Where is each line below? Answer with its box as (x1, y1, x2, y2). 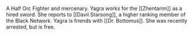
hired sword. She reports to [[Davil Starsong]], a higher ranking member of (6, 11, 186, 18)
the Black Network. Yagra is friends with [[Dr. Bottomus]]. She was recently (6, 17, 188, 24)
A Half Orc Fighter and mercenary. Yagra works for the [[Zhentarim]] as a (6, 5, 182, 12)
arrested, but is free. (6, 23, 56, 30)
